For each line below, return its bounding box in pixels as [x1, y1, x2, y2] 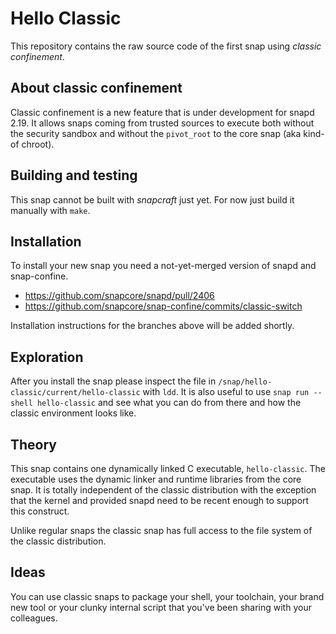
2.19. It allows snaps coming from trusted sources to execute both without [10, 117, 315, 129]
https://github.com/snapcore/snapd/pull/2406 [24, 290, 215, 302]
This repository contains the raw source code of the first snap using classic [10, 40, 322, 52]
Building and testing [10, 167, 138, 184]
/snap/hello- [218, 377, 273, 387]
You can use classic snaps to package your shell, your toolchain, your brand [10, 590, 325, 602]
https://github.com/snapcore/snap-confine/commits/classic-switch [24, 300, 303, 312]
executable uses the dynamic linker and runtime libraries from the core [10, 473, 302, 485]
